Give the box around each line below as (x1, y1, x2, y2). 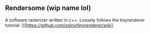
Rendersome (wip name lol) (5, 4, 91, 12)
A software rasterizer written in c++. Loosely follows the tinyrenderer (5, 17, 145, 23)
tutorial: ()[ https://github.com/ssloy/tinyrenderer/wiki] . (5, 22, 115, 28)
